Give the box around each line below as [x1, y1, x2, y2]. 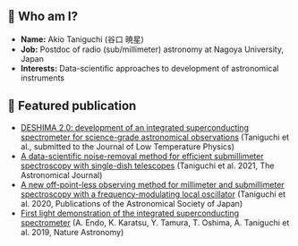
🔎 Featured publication [7, 98, 137, 114]
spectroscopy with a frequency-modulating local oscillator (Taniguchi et [20, 189, 286, 199]
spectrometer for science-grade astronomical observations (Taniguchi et [20, 131, 290, 142]
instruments [20, 72, 65, 83]
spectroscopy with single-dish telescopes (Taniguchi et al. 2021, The [20, 160, 275, 171]
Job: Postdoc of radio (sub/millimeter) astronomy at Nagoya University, [20, 44, 285, 55]
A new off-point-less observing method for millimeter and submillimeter [20, 179, 285, 190]
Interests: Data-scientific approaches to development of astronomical [20, 63, 279, 73]
